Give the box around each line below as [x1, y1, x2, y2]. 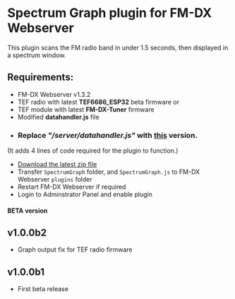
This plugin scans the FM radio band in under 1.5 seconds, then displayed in [7, 43, 229, 52]
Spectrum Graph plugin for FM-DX [7, 5, 212, 21]
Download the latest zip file [17, 160, 97, 169]
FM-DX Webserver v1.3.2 [17, 90, 91, 98]
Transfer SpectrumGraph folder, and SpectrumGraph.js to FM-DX [17, 168, 200, 176]
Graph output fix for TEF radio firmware [17, 245, 133, 254]
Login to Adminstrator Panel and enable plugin [17, 190, 153, 199]
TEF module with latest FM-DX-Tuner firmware [17, 105, 155, 114]
